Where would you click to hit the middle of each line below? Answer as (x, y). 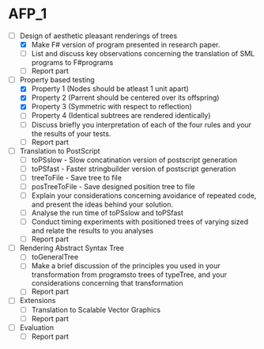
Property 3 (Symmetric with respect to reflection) (111, 107)
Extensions (38, 301)
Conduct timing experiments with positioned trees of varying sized (140, 222)
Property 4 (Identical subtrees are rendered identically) (121, 116)
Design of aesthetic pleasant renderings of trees (98, 36)
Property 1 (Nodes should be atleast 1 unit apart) (110, 89)
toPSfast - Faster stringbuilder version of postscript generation (134, 169)
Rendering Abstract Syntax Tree (72, 248)
